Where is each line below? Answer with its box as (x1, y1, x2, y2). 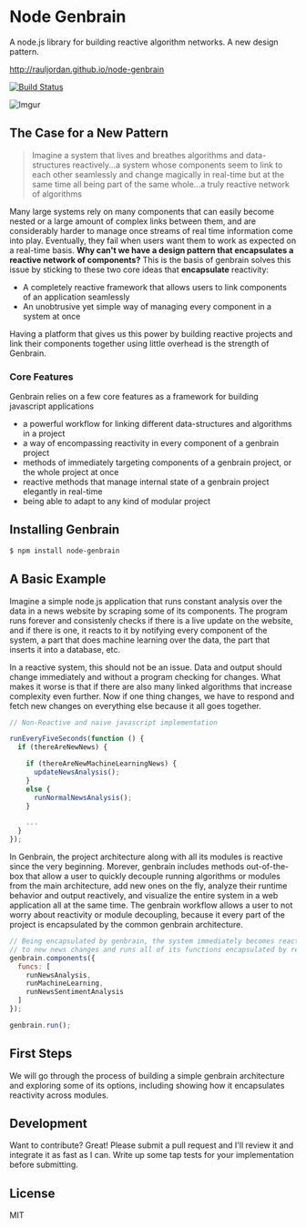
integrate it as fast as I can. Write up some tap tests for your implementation (9, 1150, 294, 1161)
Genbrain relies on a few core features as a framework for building (9, 391, 259, 402)
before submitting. (9, 1159, 79, 1171)
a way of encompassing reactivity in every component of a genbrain (22, 438, 280, 449)
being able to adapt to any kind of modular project (22, 496, 211, 507)
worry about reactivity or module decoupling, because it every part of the (9, 909, 285, 920)
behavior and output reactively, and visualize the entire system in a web (9, 890, 279, 901)
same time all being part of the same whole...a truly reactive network (31, 178, 290, 189)
